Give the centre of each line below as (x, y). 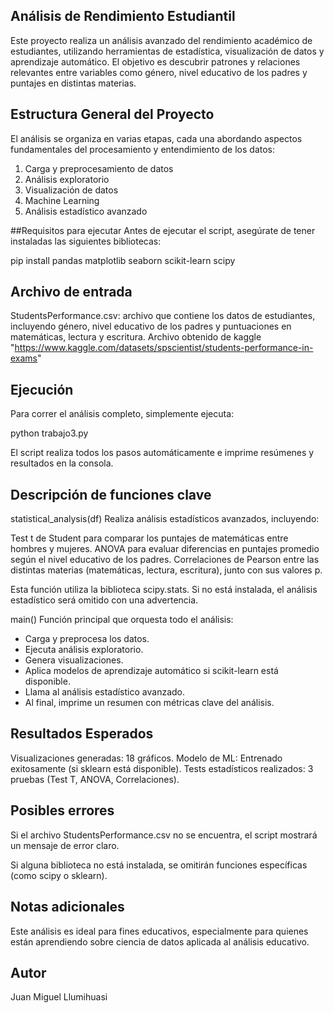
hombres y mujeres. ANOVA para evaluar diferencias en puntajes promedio (165, 549)
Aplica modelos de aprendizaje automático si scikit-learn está (151, 671)
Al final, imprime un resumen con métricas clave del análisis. (149, 703)
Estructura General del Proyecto (112, 114)
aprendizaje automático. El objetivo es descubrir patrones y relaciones (155, 61)
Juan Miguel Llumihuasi (59, 997)
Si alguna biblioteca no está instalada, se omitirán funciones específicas (159, 865)
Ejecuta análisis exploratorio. (84, 650)
